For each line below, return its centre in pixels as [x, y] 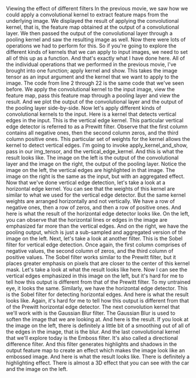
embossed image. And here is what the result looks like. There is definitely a [98, 357]
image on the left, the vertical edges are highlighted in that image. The [91, 170]
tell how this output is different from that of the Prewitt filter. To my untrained [98, 282]
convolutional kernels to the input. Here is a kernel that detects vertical [91, 114]
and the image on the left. [37, 369]
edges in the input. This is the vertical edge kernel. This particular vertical [95, 120]
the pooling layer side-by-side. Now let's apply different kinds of [84, 108]
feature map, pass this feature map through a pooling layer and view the [93, 95]
